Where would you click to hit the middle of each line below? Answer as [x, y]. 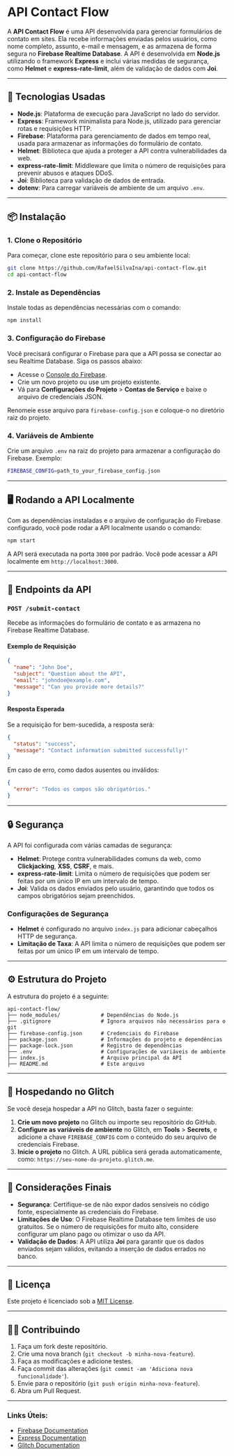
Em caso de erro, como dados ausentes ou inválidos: [83, 770]
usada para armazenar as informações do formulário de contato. [110, 143]
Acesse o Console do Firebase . [62, 374]
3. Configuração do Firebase [56, 339]
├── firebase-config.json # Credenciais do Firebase [93, 1033]
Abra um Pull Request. [49, 1391]
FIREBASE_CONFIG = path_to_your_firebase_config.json [84, 471]
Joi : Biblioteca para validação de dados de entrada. [91, 180]
